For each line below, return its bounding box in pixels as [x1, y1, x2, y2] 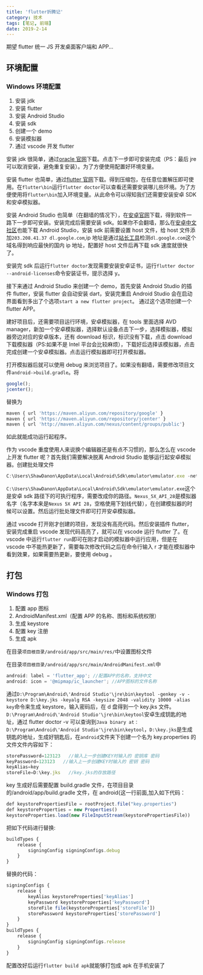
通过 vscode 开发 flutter [14, 142, 74, 149]
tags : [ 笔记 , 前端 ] [6, 20, 52, 26]
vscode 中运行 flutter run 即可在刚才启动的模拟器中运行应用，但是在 [6, 536, 178, 543]
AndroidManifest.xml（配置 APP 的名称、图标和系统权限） [14, 612, 160, 619]
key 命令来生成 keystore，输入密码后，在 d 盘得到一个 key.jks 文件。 [6, 703, 175, 710]
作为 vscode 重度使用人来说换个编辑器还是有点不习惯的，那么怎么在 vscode [6, 446, 196, 453]
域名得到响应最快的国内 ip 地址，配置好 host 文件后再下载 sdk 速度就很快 [6, 241, 188, 249]
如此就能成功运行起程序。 [6, 433, 70, 441]
